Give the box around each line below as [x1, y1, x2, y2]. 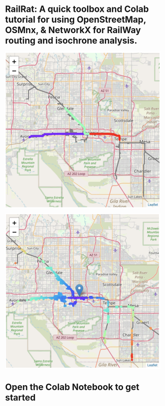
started [5, 392, 36, 404]
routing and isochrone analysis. [5, 35, 137, 46]
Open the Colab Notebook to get [5, 382, 139, 393]
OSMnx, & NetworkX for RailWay [5, 25, 141, 36]
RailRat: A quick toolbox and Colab [5, 3, 149, 15]
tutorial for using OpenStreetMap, [5, 14, 146, 25]
